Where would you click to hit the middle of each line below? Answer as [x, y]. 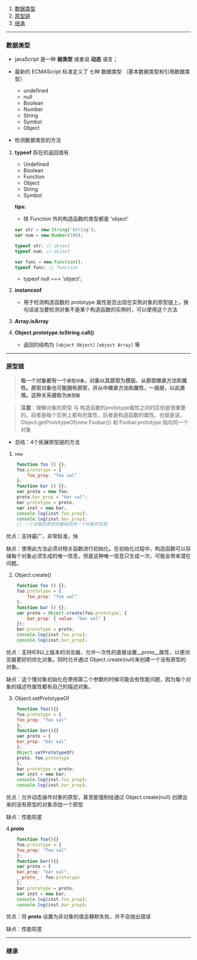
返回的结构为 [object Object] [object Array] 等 [82, 344]
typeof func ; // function [46, 267]
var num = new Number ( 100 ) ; [49, 235]
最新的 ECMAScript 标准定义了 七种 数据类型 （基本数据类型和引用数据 [100, 71]
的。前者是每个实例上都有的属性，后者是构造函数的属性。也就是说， [103, 415]
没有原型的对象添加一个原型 [50, 805]
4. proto [15, 829]
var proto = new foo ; [43, 492]
